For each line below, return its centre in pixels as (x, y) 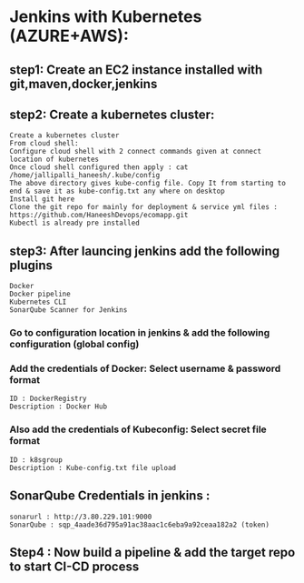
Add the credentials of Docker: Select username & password (145, 368)
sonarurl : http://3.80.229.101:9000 (81, 517)
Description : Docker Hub (58, 407)
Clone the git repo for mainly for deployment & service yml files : (144, 207)
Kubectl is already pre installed (75, 223)
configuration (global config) (74, 345)
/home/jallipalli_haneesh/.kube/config (85, 176)
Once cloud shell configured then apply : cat (99, 167)
